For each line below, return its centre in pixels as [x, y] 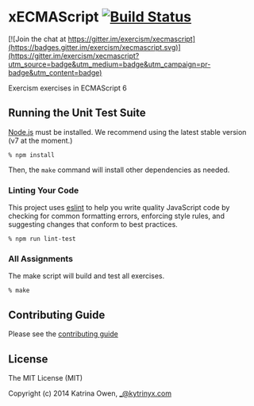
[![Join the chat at [37, 39]
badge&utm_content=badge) [55, 72]
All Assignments [41, 259]
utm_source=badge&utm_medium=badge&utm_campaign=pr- [110, 64]
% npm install [32, 155]
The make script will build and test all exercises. [87, 276]
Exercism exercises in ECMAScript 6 [67, 88]
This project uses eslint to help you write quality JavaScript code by [119, 208]
